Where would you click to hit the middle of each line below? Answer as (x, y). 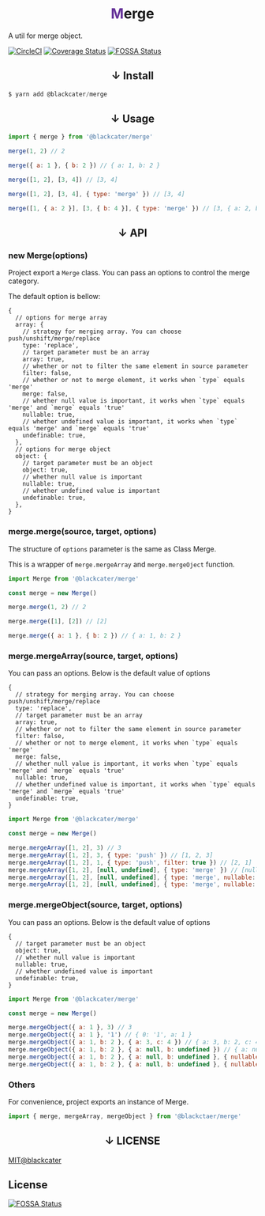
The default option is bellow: (54, 297)
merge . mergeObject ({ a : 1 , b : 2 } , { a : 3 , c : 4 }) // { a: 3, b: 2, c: (130, 1042)
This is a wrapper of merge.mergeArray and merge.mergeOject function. (121, 564)
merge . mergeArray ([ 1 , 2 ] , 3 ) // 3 (65, 848)
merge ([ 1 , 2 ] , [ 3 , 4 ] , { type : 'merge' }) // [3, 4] (97, 194)
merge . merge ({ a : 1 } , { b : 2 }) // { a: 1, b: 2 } (95, 636)
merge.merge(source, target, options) (82, 532)
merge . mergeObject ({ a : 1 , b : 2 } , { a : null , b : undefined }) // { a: (129, 1050)
